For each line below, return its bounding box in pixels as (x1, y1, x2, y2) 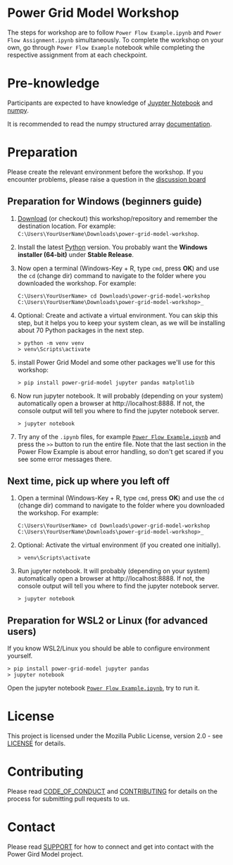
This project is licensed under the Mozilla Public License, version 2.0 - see (7, 732, 223, 740)
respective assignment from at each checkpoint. (7, 51, 148, 59)
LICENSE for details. (7, 739, 66, 747)
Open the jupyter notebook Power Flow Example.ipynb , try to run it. (7, 684, 200, 693)
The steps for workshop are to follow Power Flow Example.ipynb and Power (7, 28, 222, 37)
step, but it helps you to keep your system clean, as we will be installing (17, 318, 225, 327)
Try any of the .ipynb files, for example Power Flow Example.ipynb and (17, 432, 221, 441)
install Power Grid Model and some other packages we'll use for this (17, 358, 215, 367)
